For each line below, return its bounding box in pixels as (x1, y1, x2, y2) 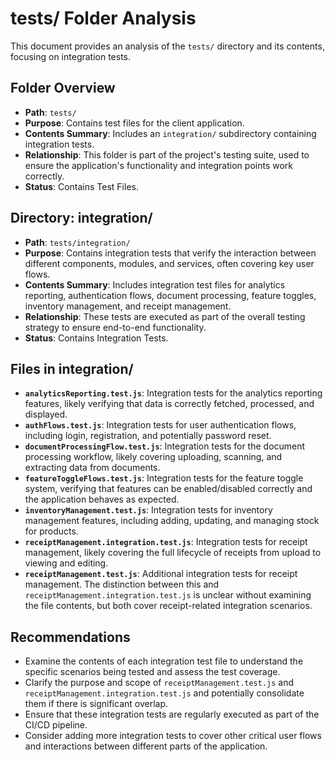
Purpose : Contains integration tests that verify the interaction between (24, 247, 317, 259)
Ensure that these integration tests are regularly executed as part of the (24, 708, 320, 721)
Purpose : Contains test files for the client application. (24, 117, 245, 129)
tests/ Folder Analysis (10, 7, 197, 30)
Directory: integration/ (10, 210, 153, 227)
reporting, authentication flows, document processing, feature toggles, (24, 289, 317, 301)
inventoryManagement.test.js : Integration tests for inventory (24, 504, 273, 516)
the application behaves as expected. (24, 493, 180, 506)
